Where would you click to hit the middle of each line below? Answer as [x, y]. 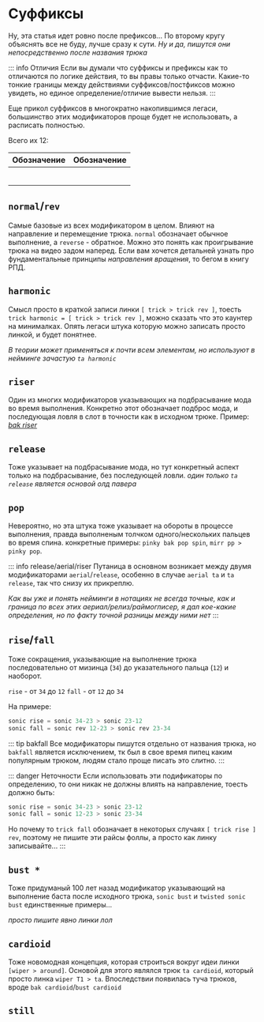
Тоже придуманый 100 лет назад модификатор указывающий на [117, 888]
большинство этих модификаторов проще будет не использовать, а [123, 116]
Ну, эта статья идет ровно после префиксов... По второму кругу [117, 36]
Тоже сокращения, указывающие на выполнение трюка [102, 659]
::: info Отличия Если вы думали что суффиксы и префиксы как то [118, 67]
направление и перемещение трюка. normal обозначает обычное [118, 233]
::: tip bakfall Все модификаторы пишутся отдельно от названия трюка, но [132, 743]
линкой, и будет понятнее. [52, 334]
